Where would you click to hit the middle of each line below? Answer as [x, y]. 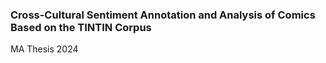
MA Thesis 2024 [44, 49]
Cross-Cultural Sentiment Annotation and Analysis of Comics [163, 15]
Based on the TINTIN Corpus [81, 27]
